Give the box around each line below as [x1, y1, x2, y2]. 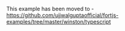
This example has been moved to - [6, 5, 94, 12]
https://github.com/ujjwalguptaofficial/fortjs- [6, 12, 119, 19]
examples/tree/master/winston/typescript [6, 18, 112, 25]
